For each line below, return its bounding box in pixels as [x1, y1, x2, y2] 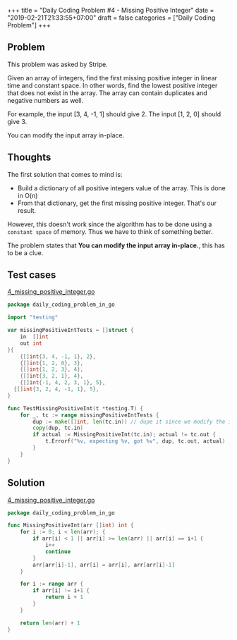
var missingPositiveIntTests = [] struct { [7, 327, 134, 334]
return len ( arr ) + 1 [20, 620, 80, 627]
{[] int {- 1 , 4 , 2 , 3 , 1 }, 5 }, [20, 379, 106, 386]
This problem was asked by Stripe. [7, 60, 108, 68]
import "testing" [7, 314, 59, 321]
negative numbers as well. [7, 96, 84, 104]
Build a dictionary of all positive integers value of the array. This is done [17, 183, 226, 192]
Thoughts [7, 152, 51, 164]
